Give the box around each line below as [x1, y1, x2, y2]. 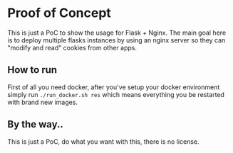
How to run [7, 64, 58, 76]
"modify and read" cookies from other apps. [7, 43, 138, 52]
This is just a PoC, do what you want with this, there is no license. [7, 137, 200, 146]
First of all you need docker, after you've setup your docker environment [7, 83, 220, 91]
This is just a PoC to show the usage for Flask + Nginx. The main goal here [7, 28, 227, 37]
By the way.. [7, 118, 64, 130]
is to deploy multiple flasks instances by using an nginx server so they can [7, 35, 226, 44]
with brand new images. [7, 98, 78, 106]
